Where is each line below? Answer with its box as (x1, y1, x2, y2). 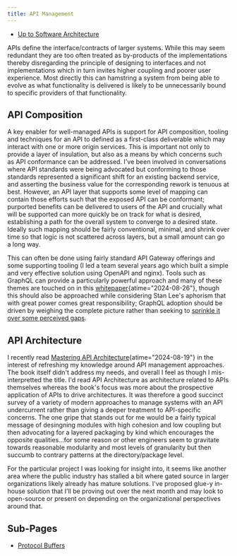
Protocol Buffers (17, 541, 66, 550)
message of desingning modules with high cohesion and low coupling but (7, 421, 221, 430)
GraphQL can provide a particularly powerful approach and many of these (7, 276, 222, 285)
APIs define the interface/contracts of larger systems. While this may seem (7, 43, 226, 52)
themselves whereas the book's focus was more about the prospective (7, 383, 214, 392)
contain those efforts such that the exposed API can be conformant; (7, 195, 205, 203)
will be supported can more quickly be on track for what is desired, (7, 210, 202, 219)
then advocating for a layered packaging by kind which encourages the (7, 428, 214, 437)
